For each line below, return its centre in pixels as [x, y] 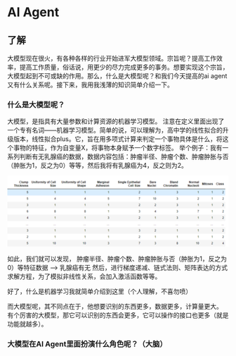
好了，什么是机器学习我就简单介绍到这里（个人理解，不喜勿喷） [99, 291]
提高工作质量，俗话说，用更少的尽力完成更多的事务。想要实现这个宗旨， [124, 67]
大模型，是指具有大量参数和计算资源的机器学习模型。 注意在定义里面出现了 [116, 121]
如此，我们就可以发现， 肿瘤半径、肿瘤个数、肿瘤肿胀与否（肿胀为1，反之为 [117, 259]
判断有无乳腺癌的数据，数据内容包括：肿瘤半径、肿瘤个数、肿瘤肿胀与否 [124, 156]
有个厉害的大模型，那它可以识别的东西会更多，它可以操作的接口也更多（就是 [118, 315]
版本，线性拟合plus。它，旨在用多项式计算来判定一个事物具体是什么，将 [118, 139]
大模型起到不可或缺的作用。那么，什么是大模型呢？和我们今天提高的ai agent [117, 76]
